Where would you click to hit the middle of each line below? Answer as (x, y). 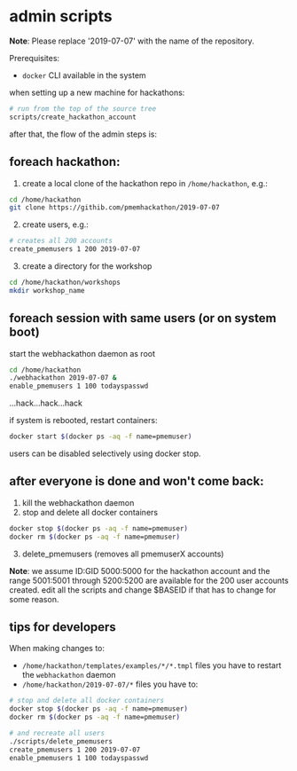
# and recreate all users (57, 734)
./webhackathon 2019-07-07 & (63, 378)
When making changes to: (57, 649)
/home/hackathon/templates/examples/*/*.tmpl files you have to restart (152, 665)
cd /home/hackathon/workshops (65, 282)
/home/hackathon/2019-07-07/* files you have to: (110, 684)
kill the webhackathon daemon (78, 502)
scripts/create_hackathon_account (73, 117)
